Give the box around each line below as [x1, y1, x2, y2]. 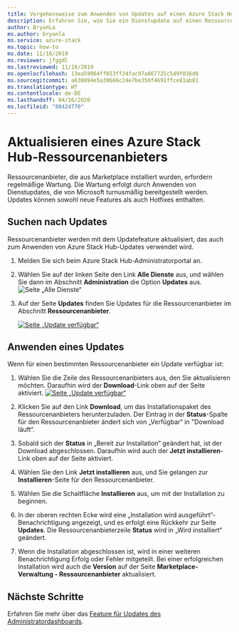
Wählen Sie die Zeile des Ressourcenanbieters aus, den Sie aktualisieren [17, 373, 230, 382]
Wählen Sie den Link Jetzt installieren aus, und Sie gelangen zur [17, 468, 208, 477]
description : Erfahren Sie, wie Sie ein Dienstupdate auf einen [7, 17, 202, 24]
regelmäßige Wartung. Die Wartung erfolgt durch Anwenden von [7, 180, 197, 189]
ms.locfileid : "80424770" [7, 103, 84, 110]
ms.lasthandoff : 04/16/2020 [7, 97, 91, 104]
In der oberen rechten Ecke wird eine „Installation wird [17, 511, 177, 519]
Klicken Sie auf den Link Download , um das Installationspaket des [17, 403, 211, 411]
